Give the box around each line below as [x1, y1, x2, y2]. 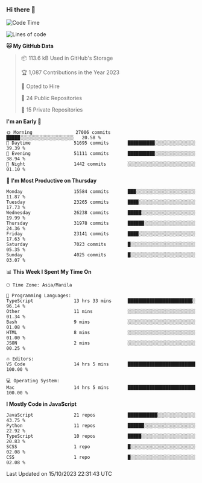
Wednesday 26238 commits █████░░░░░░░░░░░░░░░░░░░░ [6, 210, 196, 216]
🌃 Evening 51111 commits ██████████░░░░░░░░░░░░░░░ [6, 151, 196, 157]
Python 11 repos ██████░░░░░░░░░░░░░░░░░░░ [6, 423, 196, 429]
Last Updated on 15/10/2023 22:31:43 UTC [6, 470, 113, 478]
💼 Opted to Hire [21, 83, 60, 90]
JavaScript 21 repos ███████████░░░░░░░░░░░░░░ [6, 412, 196, 418]
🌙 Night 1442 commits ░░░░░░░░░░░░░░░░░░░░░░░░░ [6, 161, 196, 168]
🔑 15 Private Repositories [21, 106, 83, 113]
